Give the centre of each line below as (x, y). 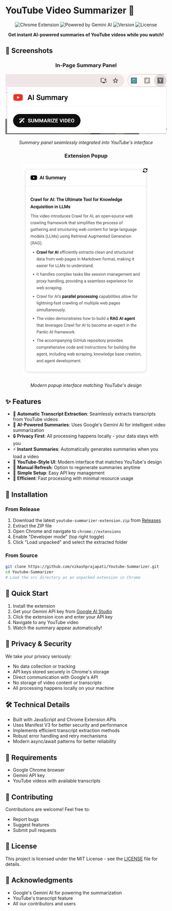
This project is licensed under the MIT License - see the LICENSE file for (81, 859)
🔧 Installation (27, 495)
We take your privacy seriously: (38, 656)
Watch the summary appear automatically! (57, 628)
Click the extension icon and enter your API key (63, 617)
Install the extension (34, 606)
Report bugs (26, 819)
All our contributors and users (44, 903)
